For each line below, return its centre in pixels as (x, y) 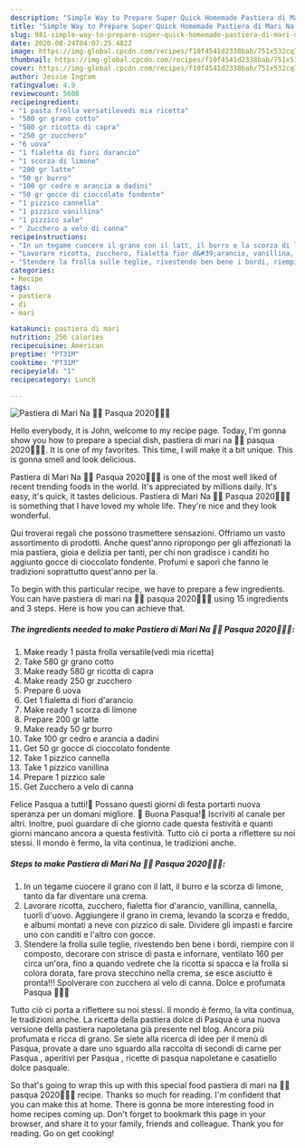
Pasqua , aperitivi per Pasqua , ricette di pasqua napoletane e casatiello (143, 1058)
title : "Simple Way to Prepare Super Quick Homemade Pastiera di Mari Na (152, 26)
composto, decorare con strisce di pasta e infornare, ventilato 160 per (153, 954)
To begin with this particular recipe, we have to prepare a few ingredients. (148, 589)
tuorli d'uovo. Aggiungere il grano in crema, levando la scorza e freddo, (156, 915)
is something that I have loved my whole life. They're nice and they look (143, 506)
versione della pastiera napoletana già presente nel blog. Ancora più (138, 1029)
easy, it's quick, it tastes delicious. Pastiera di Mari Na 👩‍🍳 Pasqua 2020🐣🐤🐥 (151, 497)
